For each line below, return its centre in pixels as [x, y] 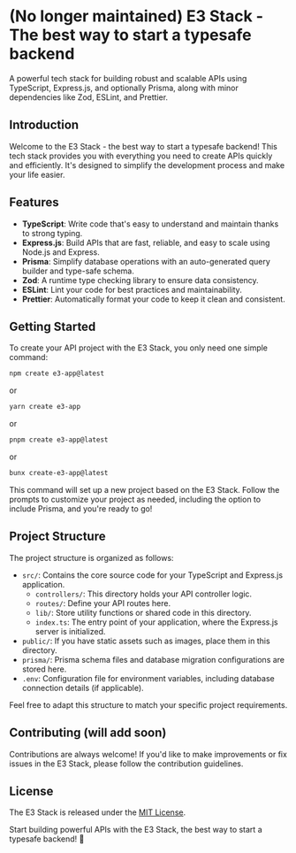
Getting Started [53, 326]
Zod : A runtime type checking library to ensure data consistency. [140, 280]
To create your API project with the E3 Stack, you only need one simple [138, 348]
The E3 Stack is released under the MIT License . [98, 812]
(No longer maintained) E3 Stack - [136, 16]
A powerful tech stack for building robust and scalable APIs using [128, 78]
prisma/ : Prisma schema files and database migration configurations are [153, 659]
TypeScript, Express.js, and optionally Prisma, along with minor [124, 88]
